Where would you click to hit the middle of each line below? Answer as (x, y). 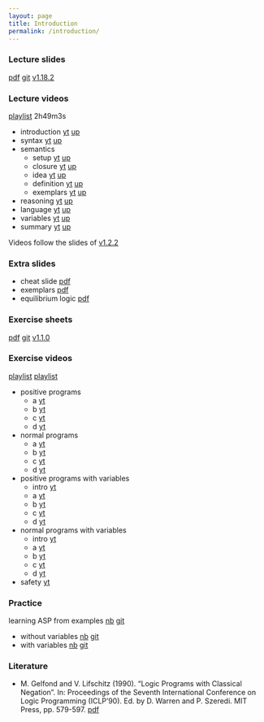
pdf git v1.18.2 (31, 77)
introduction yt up (50, 132)
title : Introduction (43, 24)
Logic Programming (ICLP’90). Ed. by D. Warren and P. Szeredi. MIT (134, 701)
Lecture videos (39, 98)
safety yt (35, 581)
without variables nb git (59, 637)
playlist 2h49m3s (37, 115)
